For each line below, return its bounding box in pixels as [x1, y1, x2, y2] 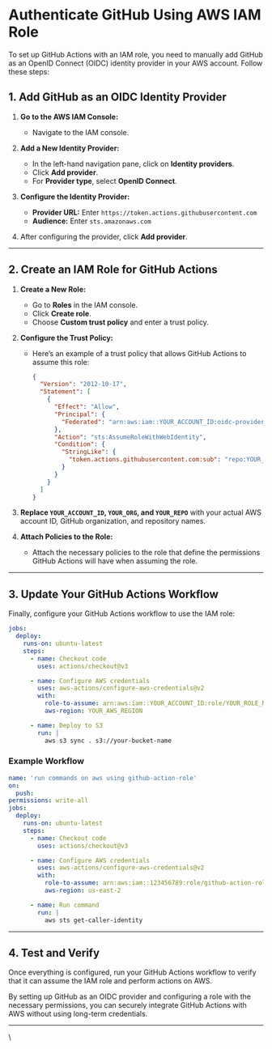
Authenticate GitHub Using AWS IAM [8, 6, 261, 24]
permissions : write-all [8, 796, 89, 805]
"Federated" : [61, 418, 105, 426]
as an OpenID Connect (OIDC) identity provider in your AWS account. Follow [8, 58, 263, 68]
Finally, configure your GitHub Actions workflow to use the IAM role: [8, 609, 236, 618]
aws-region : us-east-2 [44, 886, 121, 895]
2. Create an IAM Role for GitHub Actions [8, 263, 219, 277]
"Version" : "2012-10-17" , [39, 380, 127, 389]
